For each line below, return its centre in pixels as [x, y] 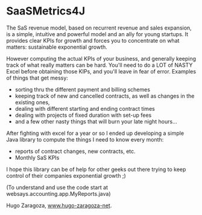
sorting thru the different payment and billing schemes [83, 89]
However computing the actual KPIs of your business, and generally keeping [101, 58]
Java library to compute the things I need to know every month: [85, 139]
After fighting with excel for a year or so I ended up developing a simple [95, 133]
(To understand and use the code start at [57, 187]
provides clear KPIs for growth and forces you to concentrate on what [93, 40]
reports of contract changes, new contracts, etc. [75, 151]
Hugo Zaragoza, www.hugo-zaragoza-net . [59, 205]
